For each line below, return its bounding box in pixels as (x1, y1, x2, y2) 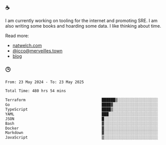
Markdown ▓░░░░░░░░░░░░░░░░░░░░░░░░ (5, 130, 158, 135)
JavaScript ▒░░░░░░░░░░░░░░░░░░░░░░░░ (5, 135, 158, 140)
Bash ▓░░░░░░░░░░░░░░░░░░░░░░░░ (5, 121, 158, 126)
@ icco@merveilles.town (12, 48, 63, 54)
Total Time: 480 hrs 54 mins (5, 89, 66, 94)
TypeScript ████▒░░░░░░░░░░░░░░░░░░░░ (5, 107, 158, 112)
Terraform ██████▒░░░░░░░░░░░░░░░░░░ (5, 98, 158, 103)
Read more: (5, 33, 29, 39)
